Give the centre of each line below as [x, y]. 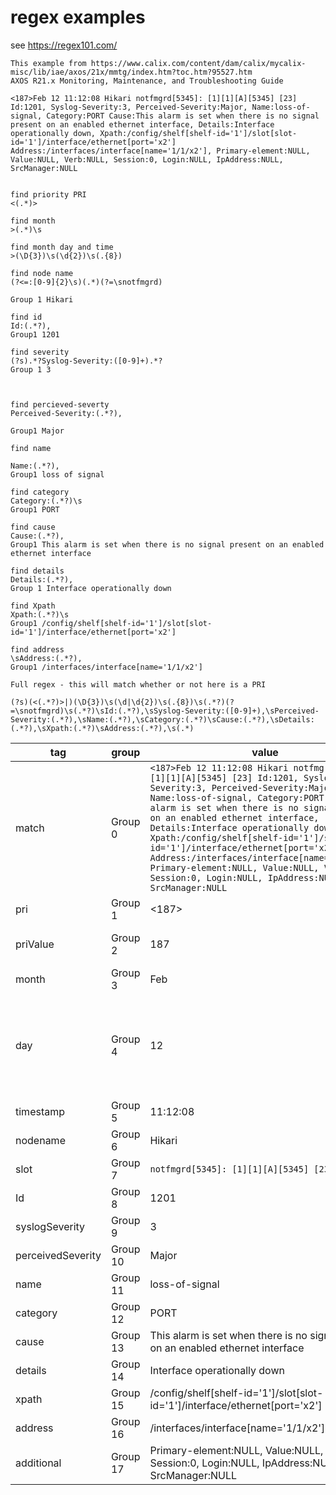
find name [31, 448]
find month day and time [62, 247]
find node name [42, 273]
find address [37, 649]
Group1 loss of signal [57, 474]
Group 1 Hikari [42, 299]
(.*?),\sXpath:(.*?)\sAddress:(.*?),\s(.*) [102, 728]
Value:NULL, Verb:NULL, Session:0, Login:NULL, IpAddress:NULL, [147, 159]
